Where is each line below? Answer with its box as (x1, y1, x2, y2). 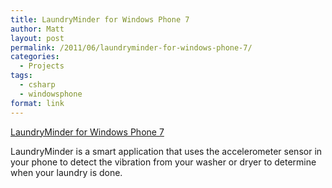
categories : (10, 52, 60, 62)
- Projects (19, 61, 65, 71)
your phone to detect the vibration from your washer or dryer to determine (10, 156, 317, 168)
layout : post (10, 33, 65, 43)
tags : (10, 71, 33, 81)
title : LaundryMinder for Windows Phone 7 (10, 14, 190, 25)
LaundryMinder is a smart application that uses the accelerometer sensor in (10, 145, 323, 157)
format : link (10, 98, 65, 108)
